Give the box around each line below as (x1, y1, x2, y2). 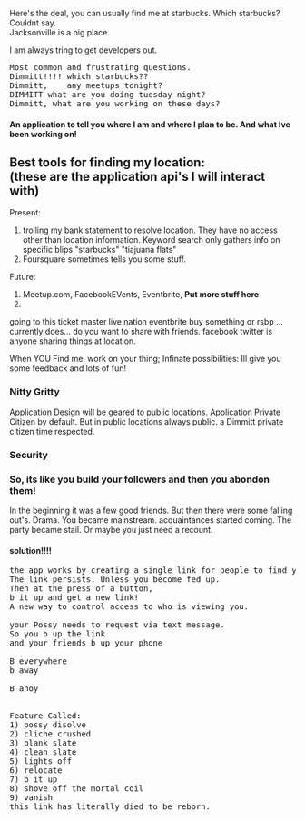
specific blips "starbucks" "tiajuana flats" (22, 245, 177, 255)
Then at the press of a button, (9, 584, 153, 594)
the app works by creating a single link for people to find (9, 566, 288, 576)
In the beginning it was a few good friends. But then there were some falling (9, 505, 293, 516)
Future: (9, 272, 36, 283)
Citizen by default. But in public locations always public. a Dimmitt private (9, 416, 284, 426)
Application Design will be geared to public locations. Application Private (9, 406, 281, 417)
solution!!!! (9, 545, 53, 556)
